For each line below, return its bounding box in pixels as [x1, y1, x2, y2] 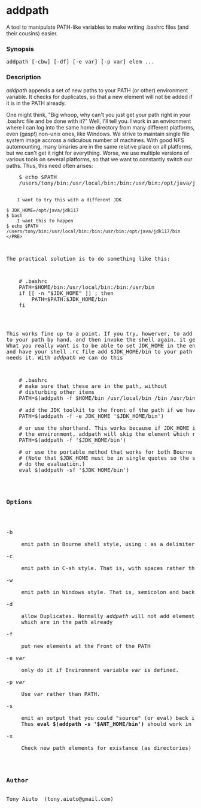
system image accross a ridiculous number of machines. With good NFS [6, 136, 184, 144]
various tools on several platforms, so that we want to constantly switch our [6, 155, 193, 162]
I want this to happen [17, 218, 74, 224]
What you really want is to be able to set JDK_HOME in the [6, 342, 187, 349]
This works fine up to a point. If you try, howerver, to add [6, 330, 193, 337]
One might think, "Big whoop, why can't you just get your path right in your [6, 111, 191, 118]
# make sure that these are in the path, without [19, 382, 167, 390]
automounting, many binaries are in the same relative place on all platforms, [6, 143, 193, 150]
